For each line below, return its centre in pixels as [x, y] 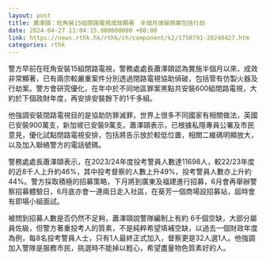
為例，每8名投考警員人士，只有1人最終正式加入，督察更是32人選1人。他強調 [132, 238]
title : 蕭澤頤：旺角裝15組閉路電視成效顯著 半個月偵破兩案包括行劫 [107, 23]
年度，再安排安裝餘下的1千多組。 [103, 98]
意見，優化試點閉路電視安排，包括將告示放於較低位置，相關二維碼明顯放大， [133, 135]
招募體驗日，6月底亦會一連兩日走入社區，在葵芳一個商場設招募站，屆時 [131, 192]
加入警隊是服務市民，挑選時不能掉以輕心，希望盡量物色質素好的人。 [119, 248]
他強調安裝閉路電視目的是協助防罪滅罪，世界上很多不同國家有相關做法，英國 [133, 115]
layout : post [30, 15]
